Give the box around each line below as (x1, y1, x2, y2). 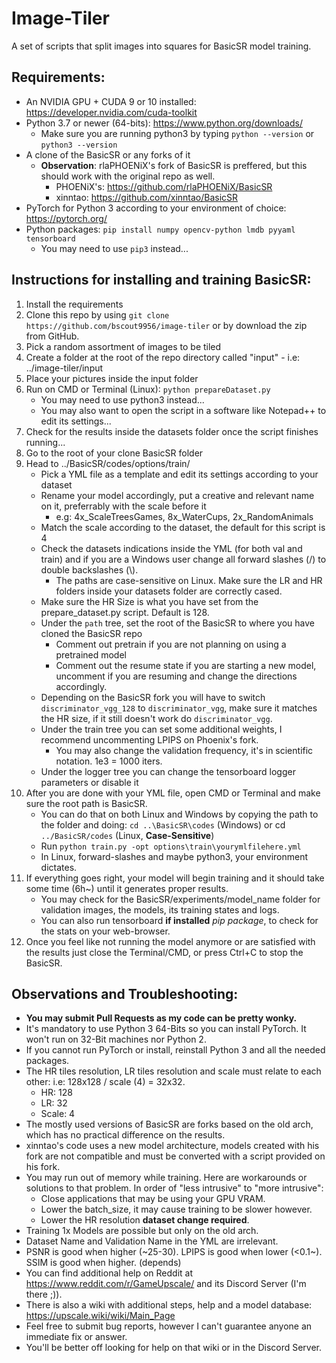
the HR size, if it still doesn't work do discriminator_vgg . (40, 712, 273, 724)
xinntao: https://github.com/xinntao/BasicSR (55, 191, 239, 203)
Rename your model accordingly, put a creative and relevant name (40, 489, 315, 501)
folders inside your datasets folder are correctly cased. (55, 585, 283, 597)
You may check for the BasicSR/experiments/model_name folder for (40, 893, 321, 905)
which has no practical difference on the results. (25, 1129, 226, 1141)
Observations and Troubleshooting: (11, 985, 239, 1002)
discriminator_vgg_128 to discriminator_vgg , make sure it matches (40, 702, 318, 714)
